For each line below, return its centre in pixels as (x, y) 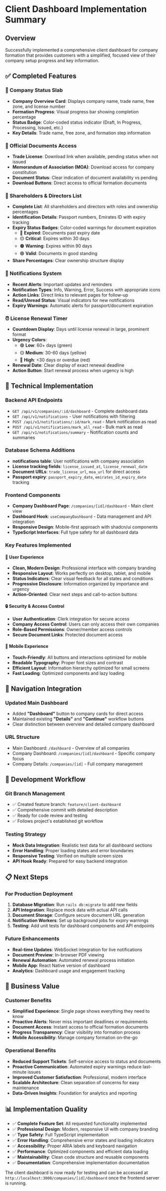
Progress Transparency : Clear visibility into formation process (76, 1032)
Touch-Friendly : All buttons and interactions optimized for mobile (80, 657)
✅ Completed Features (41, 76)
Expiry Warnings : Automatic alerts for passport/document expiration (83, 305)
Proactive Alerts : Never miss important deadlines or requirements (80, 1022)
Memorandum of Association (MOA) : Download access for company (83, 167)
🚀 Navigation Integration (43, 689)
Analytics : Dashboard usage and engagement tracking (69, 970)
